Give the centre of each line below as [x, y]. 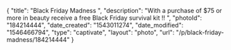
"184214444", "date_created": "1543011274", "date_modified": [95, 25]
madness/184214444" [38, 40]
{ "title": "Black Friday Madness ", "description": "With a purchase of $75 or [114, 11]
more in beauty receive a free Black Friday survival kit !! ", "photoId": [104, 18]
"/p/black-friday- [200, 32]
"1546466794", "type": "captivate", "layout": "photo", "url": [91, 32]
